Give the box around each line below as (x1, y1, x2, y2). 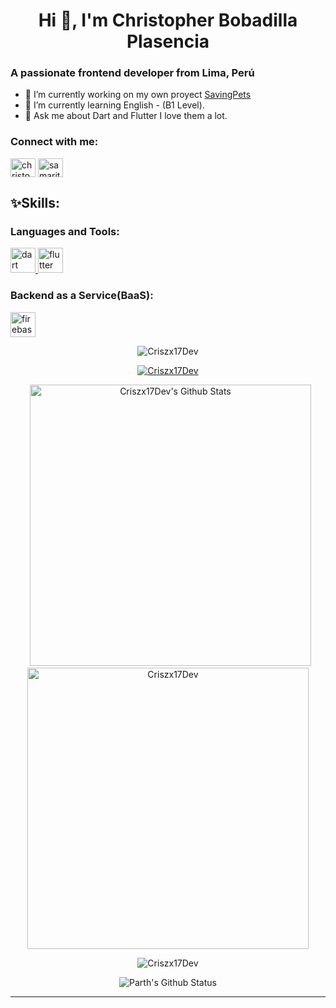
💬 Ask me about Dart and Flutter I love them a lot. (24, 110, 228, 122)
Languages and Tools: (10, 225, 120, 239)
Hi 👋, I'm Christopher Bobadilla (38, 9, 298, 32)
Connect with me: (10, 135, 99, 149)
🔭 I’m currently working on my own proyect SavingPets (24, 89, 252, 101)
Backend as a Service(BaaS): (10, 289, 154, 303)
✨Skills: (10, 195, 61, 212)
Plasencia (126, 30, 210, 53)
